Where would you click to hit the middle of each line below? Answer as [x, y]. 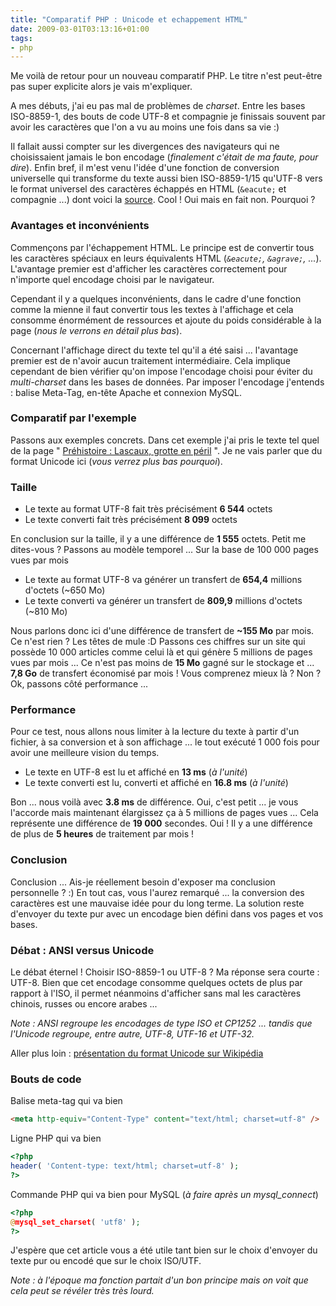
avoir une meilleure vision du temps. [85, 753]
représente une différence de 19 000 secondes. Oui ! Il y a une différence [161, 823]
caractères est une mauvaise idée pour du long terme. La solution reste [157, 903]
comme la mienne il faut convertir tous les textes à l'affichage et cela [152, 309]
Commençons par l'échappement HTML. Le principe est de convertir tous [162, 247]
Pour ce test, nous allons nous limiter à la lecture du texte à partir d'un [155, 732]
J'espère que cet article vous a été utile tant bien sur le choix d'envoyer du [164, 1250]
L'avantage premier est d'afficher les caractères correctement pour [149, 268]
